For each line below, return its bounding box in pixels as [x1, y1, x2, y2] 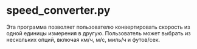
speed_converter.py [6, 4, 111, 17]
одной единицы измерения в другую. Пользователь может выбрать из [6, 29, 191, 36]
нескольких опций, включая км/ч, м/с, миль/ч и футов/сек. [6, 36, 161, 43]
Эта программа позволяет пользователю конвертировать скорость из [6, 23, 190, 30]
